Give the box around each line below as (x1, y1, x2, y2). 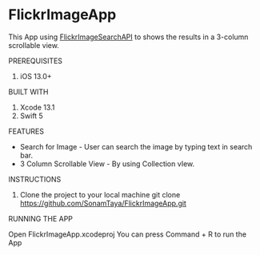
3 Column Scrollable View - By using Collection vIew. (19, 158, 195, 169)
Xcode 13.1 (19, 102, 55, 112)
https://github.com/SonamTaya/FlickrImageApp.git (19, 198, 186, 208)
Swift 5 (19, 110, 44, 121)
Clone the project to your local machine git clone (19, 189, 181, 199)
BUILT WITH (8, 86, 49, 97)
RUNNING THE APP (8, 213, 74, 223)
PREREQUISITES (8, 56, 62, 66)
